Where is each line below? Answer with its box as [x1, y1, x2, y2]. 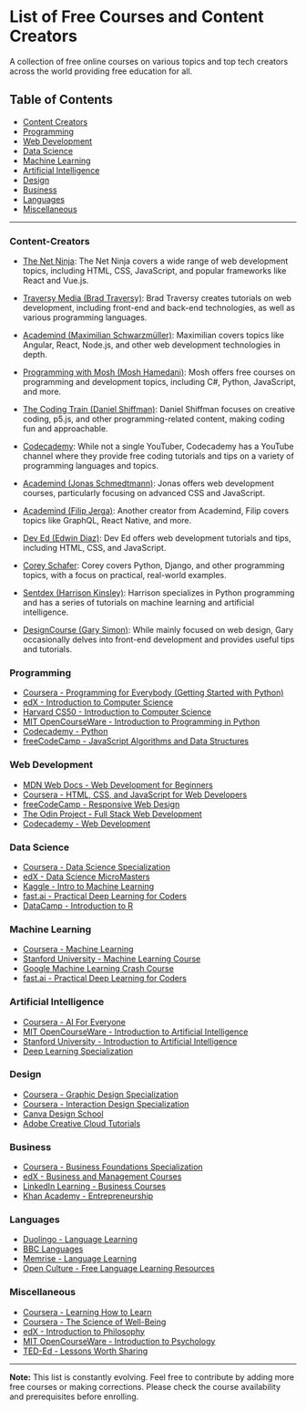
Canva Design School [22, 1108, 104, 1119]
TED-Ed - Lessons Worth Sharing [22, 1345, 148, 1356]
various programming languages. [22, 312, 148, 323]
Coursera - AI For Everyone [22, 1016, 126, 1027]
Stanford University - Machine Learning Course [22, 953, 201, 964]
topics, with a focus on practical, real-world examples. [22, 570, 227, 581]
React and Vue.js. [22, 275, 89, 286]
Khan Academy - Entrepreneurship [22, 1190, 154, 1201]
